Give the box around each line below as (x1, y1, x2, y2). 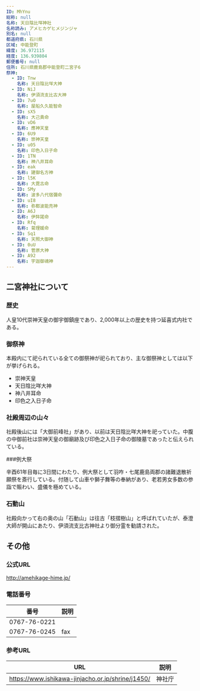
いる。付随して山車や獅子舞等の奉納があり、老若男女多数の (42, 476, 189, 483)
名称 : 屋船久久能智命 (17, 103, 62, 109)
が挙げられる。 (6, 362, 43, 369)
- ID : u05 (11, 141, 36, 148)
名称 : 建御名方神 (17, 169, 54, 176)
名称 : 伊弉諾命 (17, 214, 49, 220)
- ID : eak (11, 164, 36, 170)
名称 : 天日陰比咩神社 (6, 20, 52, 26)
